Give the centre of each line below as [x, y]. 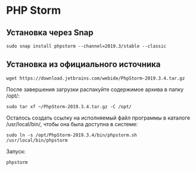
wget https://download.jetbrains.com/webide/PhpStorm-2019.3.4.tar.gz [96, 78]
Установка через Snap [50, 33]
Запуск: [16, 151]
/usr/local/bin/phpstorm [37, 140]
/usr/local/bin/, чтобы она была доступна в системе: [72, 124]
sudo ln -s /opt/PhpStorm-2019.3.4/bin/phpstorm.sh [71, 135]
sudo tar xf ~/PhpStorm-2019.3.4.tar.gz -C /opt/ [69, 106]
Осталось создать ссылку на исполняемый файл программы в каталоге [98, 118]
